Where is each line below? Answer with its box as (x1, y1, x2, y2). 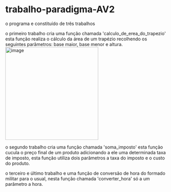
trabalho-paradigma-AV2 (5, 4, 115, 15)
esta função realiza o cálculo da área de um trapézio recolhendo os (5, 36, 147, 42)
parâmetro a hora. (5, 181, 43, 187)
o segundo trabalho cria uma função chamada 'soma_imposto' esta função (5, 144, 163, 150)
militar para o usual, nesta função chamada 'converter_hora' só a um (5, 175, 150, 182)
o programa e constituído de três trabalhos (5, 20, 95, 27)
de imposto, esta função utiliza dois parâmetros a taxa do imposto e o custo (5, 155, 165, 161)
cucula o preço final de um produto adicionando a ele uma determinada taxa (5, 149, 166, 155)
